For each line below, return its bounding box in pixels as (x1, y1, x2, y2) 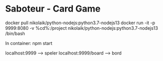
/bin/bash (5, 30, 25, 36)
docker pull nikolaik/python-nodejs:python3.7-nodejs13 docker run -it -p (5, 20, 155, 26)
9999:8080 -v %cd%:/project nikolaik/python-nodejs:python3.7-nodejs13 (5, 25, 158, 31)
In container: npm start (5, 40, 53, 46)
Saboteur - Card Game (5, 3, 101, 15)
